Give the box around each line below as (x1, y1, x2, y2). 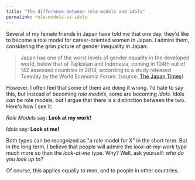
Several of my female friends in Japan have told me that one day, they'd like (6, 30, 189, 37)
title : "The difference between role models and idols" (6, 8, 145, 15)
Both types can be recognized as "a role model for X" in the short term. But (6, 137, 187, 144)
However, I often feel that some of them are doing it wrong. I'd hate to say (6, 84, 184, 91)
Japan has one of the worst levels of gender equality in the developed (20, 54, 190, 61)
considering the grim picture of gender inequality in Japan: (6, 42, 148, 50)
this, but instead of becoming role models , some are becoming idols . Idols (6, 90, 184, 97)
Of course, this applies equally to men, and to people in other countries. (6, 167, 179, 174)
